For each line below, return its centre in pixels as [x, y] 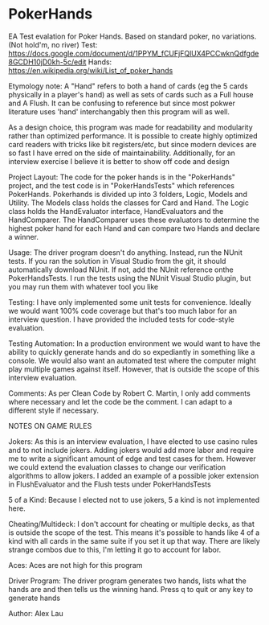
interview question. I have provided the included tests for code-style [121, 319]
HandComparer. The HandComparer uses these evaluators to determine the [134, 220]
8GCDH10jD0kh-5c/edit [47, 62]
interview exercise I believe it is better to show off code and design [119, 161]
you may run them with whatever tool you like [84, 286]
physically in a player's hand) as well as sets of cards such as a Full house [131, 94]
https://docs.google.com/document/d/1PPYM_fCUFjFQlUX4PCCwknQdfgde [134, 53]
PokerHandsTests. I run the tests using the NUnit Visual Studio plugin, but [130, 278]
